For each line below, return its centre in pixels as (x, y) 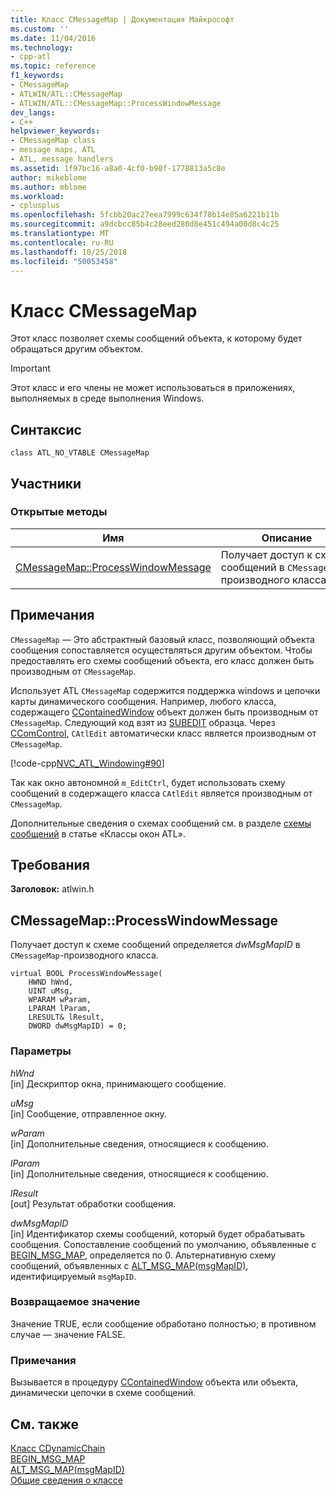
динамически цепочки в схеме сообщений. (103, 1393)
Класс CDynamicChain (58, 1448)
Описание (287, 538)
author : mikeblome (48, 177)
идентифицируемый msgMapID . (73, 1276)
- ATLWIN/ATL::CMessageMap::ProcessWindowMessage (116, 103)
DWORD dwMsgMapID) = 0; (78, 1026)
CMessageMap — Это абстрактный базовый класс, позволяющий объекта (162, 639)
